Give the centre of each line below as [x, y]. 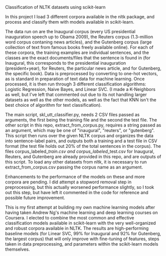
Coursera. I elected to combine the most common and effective [70, 218]
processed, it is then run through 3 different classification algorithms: [76, 84]
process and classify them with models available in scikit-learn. [70, 22]
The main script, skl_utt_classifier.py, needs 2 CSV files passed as [72, 115]
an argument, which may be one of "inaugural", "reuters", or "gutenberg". [80, 130]
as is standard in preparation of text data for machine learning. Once [75, 79]
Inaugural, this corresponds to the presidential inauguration [66, 63]
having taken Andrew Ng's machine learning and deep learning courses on [82, 213]
